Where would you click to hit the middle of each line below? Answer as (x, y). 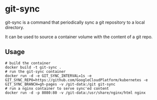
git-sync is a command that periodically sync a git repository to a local (75, 22)
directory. (14, 27)
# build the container (28, 63)
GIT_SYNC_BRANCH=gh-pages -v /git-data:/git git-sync (60, 84)
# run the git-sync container (36, 71)
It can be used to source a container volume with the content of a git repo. (79, 37)
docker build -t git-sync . (33, 67)
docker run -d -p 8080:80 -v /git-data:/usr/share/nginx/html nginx (75, 93)
